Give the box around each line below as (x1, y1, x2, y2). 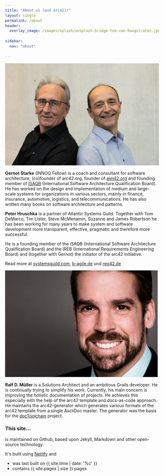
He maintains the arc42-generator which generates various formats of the (5, 402, 154, 409)
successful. (5, 231, 28, 237)
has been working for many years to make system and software (5, 221, 133, 227)
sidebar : (5, 39, 23, 44)
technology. (20, 441, 44, 447)
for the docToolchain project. (5, 413, 63, 419)
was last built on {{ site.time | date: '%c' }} (12, 460, 98, 466)
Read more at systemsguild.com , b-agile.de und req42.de (5, 261, 121, 267)
